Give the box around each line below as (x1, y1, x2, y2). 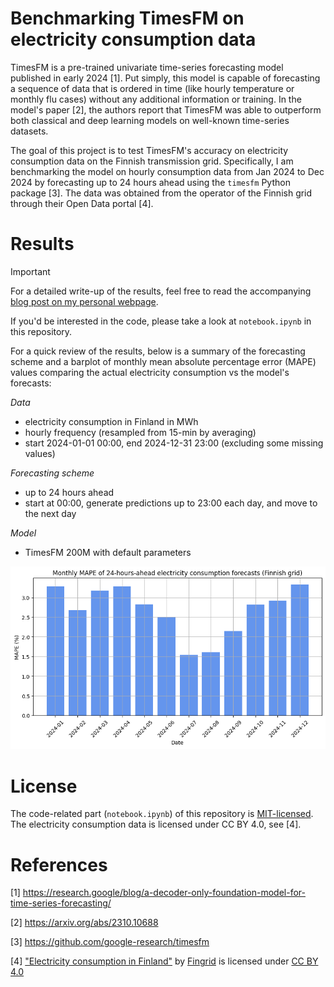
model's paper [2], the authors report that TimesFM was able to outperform (10, 103, 322, 116)
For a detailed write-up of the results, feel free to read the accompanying (10, 285, 312, 297)
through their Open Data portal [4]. (10, 197, 154, 209)
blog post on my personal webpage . (10, 295, 159, 307)
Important (10, 265, 51, 277)
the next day (24, 507, 77, 519)
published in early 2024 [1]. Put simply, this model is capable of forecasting (10, 72, 321, 84)
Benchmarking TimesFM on (10, 7, 245, 30)
